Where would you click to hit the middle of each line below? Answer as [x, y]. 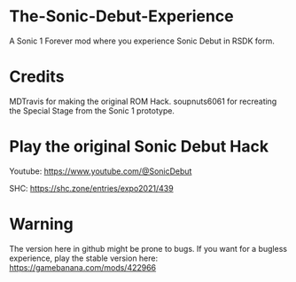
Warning [41, 224]
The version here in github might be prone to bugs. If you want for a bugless [148, 248]
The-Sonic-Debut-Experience [121, 16]
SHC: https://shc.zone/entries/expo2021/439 [92, 188]
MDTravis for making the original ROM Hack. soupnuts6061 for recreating [143, 101]
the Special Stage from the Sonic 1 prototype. [92, 110]
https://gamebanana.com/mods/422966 [83, 267]
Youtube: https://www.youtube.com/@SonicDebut [101, 171]
